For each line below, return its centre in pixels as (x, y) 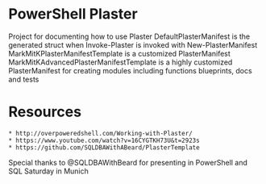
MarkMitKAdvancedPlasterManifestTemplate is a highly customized (121, 62)
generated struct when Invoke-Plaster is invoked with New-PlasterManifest (133, 44)
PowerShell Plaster (73, 14)
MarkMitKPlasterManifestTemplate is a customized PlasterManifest (120, 53)
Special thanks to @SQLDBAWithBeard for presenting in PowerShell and (128, 162)
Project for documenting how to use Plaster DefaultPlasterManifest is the (129, 36)
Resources (45, 112)
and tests (24, 79)
